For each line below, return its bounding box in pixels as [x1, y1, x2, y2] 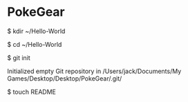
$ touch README [7, 88, 57, 96]
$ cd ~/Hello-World [7, 40, 62, 48]
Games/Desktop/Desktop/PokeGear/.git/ [7, 74, 122, 83]
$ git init [7, 53, 31, 62]
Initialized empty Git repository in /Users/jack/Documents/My [7, 67, 182, 75]
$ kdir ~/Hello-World [7, 27, 66, 35]
